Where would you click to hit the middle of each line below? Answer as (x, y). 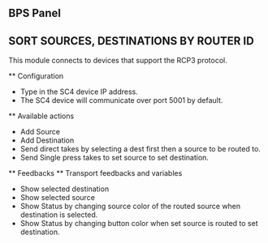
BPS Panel (35, 13)
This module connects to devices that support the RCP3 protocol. (118, 61)
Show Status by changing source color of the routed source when (130, 207)
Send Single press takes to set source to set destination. (115, 158)
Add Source (40, 132)
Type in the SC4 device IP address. (79, 92)
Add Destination (47, 140)
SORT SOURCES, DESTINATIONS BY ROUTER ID (131, 41)
